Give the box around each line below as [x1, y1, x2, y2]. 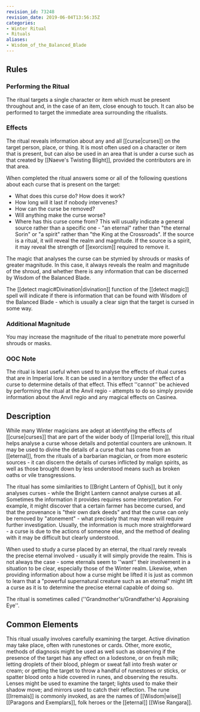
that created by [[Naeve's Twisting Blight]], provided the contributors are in [6, 156, 191, 164]
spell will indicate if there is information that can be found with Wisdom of [6, 292, 187, 299]
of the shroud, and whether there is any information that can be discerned [6, 267, 188, 274]
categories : [6, 20, 36, 26]
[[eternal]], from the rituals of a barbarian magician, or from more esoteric [6, 452, 188, 460]
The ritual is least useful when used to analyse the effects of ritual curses [6, 368, 187, 375]
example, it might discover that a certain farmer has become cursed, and [6, 502, 186, 509]
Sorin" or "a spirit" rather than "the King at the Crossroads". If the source [14, 230, 195, 237]
